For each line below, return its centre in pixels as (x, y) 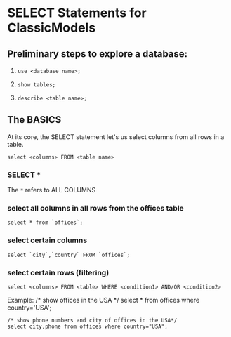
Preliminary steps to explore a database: (98, 54)
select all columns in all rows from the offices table (95, 209)
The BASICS (34, 120)
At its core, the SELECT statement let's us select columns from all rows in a (116, 137)
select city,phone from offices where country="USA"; (88, 326)
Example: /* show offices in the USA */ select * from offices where (104, 300)
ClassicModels (52, 28)
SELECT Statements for (77, 13)
